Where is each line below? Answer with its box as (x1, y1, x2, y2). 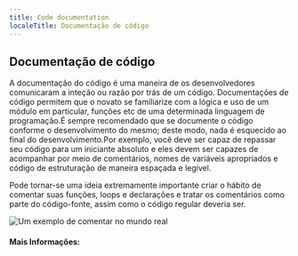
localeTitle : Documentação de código (9, 21, 149, 30)
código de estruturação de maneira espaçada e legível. (9, 163, 212, 173)
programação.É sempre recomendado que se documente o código (9, 116, 254, 126)
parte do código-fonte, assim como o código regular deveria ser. (9, 199, 246, 210)
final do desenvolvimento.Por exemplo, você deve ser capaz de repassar (9, 134, 277, 145)
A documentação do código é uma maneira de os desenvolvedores (9, 77, 255, 89)
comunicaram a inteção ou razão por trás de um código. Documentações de (9, 87, 289, 98)
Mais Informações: (9, 236, 81, 247)
